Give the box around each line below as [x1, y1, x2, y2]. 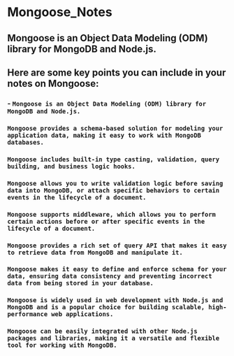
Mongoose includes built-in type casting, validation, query [7, 155, 220, 163]
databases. [7, 138, 44, 146]
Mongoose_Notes [7, 4, 113, 20]
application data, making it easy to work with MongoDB [7, 131, 201, 139]
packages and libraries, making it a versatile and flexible [7, 334, 220, 343]
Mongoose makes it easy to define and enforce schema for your [7, 265, 227, 273]
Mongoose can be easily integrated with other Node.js [7, 327, 198, 336]
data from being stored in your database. [7, 279, 154, 287]
